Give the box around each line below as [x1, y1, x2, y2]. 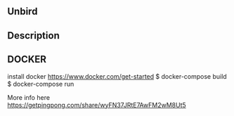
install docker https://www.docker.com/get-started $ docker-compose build [7, 72, 227, 80]
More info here [7, 93, 51, 101]
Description [7, 30, 60, 41]
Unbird [7, 6, 38, 18]
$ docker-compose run [7, 79, 74, 88]
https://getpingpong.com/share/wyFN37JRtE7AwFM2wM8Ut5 [7, 101, 186, 109]
